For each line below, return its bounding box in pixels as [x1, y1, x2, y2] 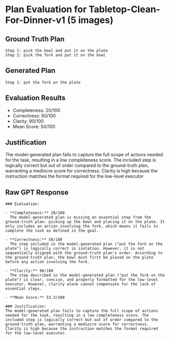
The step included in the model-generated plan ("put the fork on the [10, 242, 163, 247]
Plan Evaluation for [5, 4, 87, 15]
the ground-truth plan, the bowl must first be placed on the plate [5, 255, 154, 260]
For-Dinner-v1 [5, 14, 65, 26]
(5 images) [67, 14, 114, 26]
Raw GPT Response [5, 188, 69, 196]
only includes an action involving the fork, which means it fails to [5, 224, 158, 229]
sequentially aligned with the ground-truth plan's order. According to [5, 250, 163, 256]
